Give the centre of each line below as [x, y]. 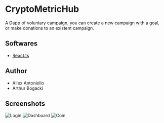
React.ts [21, 55]
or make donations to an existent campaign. [50, 28]
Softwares [21, 44]
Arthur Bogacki [28, 88]
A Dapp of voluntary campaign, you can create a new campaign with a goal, [82, 23]
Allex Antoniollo [28, 83]
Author [16, 71]
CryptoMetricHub [42, 9]
